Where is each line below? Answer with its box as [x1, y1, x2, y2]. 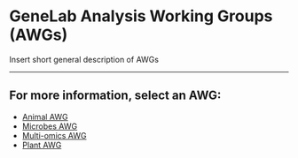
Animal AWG [21, 111, 68, 122]
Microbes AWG [21, 121, 78, 132]
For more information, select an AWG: [9, 88, 222, 103]
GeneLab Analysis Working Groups [9, 6, 273, 26]
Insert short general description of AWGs [9, 54, 160, 64]
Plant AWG [21, 139, 62, 150]
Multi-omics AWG [21, 130, 87, 140]
